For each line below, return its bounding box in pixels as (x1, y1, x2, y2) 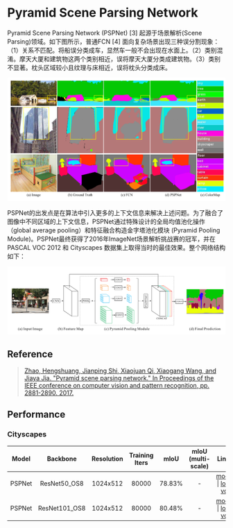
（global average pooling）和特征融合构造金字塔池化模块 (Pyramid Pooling (7, 226, 221, 235)
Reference (7, 348, 53, 360)
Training (129, 451, 154, 459)
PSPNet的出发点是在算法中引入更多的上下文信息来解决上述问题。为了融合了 (7, 209, 224, 217)
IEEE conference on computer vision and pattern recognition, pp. (24, 382, 210, 390)
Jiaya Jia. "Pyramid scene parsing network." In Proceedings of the (24, 374, 214, 382)
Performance (7, 409, 66, 420)
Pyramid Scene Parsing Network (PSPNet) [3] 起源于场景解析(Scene (7, 28, 202, 37)
